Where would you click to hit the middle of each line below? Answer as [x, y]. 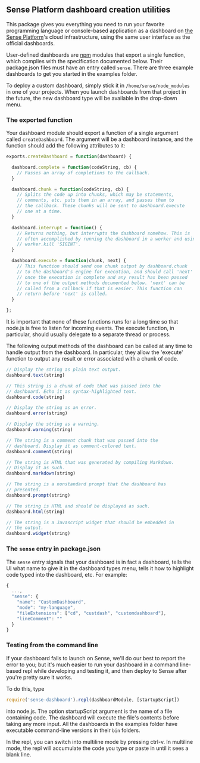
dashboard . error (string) [37, 413]
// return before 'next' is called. [62, 294]
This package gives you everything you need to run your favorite [85, 24]
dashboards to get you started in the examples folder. [72, 73]
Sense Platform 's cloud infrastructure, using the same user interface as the [98, 37]
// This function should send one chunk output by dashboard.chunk [102, 266]
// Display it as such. [36, 468]
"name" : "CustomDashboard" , [51, 602]
